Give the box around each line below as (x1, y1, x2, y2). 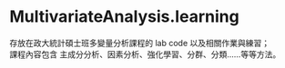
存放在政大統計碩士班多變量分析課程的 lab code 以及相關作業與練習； (9, 37, 270, 48)
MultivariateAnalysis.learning (9, 6, 239, 27)
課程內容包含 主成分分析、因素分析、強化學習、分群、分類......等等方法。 (9, 48, 281, 60)
